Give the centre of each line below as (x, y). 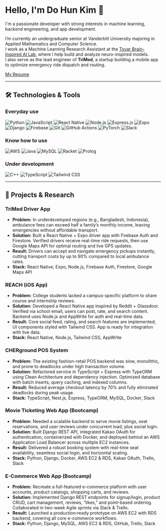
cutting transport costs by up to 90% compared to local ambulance (81, 256)
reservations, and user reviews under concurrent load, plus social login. (85, 426)
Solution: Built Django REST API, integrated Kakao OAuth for (74, 432)
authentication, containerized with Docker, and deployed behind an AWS (86, 437)
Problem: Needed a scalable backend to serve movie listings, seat (80, 421)
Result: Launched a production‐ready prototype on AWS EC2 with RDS (84, 513)
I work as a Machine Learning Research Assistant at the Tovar (68, 49)
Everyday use (22, 112)
